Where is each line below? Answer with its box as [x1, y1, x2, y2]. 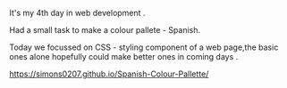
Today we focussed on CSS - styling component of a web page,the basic [9, 42, 279, 52]
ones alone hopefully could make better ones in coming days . [9, 52, 239, 61]
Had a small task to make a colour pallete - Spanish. [9, 25, 201, 35]
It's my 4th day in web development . [9, 8, 146, 18]
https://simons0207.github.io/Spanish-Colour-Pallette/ [9, 68, 209, 79]
